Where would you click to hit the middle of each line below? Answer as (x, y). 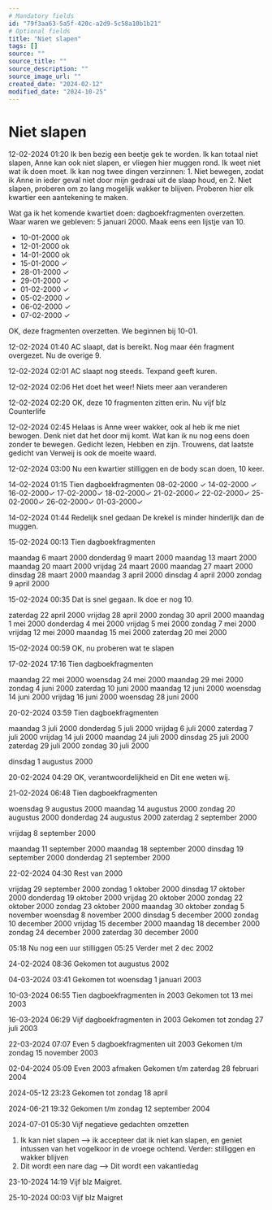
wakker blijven (44, 1158)
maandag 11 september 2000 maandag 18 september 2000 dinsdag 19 (126, 849)
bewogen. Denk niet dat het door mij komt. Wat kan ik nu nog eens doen (129, 436)
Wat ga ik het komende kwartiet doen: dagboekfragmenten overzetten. (127, 213)
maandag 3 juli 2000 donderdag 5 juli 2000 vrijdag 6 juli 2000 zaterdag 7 (131, 729)
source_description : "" (49, 69)
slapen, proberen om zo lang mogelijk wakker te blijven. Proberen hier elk (131, 189)
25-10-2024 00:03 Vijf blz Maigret (66, 1198)
